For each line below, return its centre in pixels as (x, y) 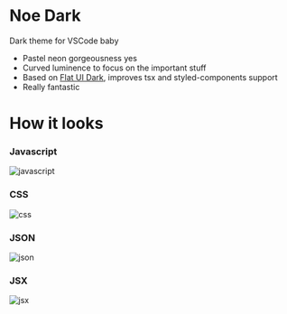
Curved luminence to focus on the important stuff (114, 68)
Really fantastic (51, 87)
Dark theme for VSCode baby (64, 41)
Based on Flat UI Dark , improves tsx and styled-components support (150, 77)
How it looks (56, 124)
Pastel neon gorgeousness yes (80, 58)
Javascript (33, 152)
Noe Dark (45, 16)
